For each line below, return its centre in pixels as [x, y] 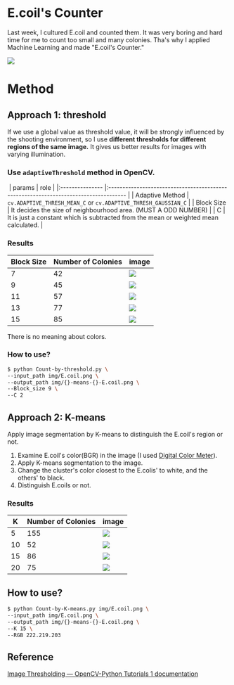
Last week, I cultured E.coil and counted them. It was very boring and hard [115, 32]
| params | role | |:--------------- [56, 188]
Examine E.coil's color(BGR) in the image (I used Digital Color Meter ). [117, 456]
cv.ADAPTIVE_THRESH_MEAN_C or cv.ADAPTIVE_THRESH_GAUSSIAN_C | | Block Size [117, 203]
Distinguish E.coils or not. [54, 485]
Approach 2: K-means [57, 417]
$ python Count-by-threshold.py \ [58, 369]
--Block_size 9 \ [33, 389]
